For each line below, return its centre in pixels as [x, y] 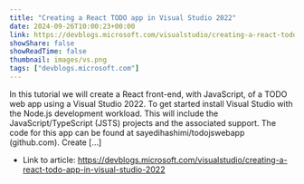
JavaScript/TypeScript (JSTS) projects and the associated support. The [143, 122]
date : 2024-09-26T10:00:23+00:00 [72, 26]
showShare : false [42, 43]
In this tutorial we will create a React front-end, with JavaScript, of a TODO [148, 94]
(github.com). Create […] [56, 142]
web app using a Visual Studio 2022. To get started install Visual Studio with [152, 103]
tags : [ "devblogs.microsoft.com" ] [75, 69]
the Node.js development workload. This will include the [114, 113]
